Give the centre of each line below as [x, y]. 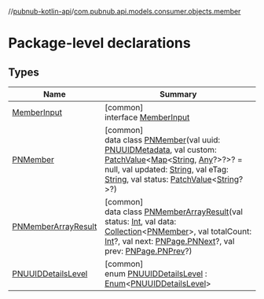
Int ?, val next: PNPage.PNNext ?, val [170, 241]
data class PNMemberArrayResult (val [174, 212]
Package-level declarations [99, 43]
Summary [178, 94]
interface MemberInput [147, 117]
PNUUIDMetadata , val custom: [161, 150]
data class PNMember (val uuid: [163, 140]
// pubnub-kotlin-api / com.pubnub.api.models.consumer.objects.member [125, 11]
